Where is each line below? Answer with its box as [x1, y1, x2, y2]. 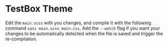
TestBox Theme [5, 3, 73, 15]
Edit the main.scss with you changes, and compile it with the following [5, 20, 151, 26]
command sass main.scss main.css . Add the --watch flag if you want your [5, 25, 160, 31]
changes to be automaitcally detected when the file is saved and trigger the [5, 30, 163, 36]
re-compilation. [5, 36, 38, 42]
